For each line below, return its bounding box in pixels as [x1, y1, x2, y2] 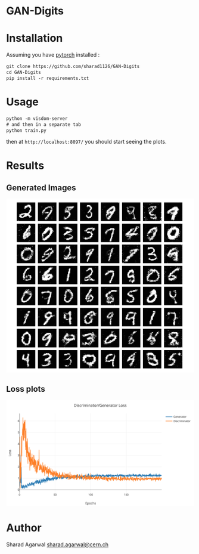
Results [6, 159, 45, 172]
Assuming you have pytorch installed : [6, 51, 100, 58]
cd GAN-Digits [6, 70, 42, 76]
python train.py [6, 128, 46, 134]
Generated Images [6, 182, 76, 193]
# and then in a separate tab [6, 122, 82, 128]
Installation [6, 32, 63, 45]
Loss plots [6, 383, 46, 394]
